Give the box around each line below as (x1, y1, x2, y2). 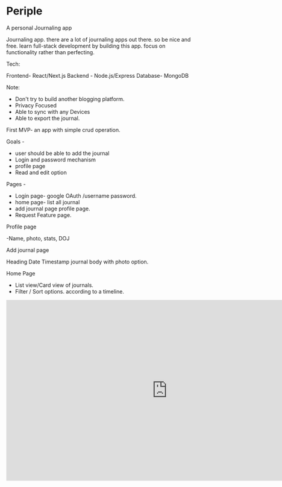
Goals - (6, 137, 25, 145)
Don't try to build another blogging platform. (14, 95, 125, 102)
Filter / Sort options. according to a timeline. (14, 287, 125, 295)
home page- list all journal (14, 198, 80, 206)
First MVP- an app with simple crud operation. (6, 126, 121, 133)
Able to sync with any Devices (14, 108, 90, 115)
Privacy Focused (14, 101, 57, 109)
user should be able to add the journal (14, 149, 110, 157)
